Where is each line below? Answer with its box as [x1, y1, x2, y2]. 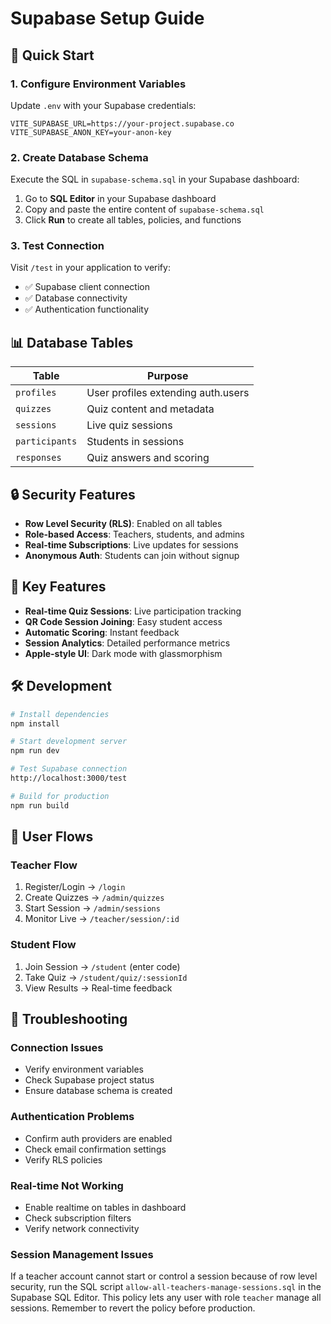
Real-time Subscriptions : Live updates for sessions [24, 539, 239, 551]
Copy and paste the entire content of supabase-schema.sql [24, 203, 265, 216]
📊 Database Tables [10, 334, 134, 351]
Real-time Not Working [10, 1178, 124, 1192]
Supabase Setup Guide [10, 7, 205, 30]
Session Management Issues [10, 1247, 154, 1261]
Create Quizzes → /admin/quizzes [24, 892, 165, 904]
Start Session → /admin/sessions [24, 902, 161, 914]
